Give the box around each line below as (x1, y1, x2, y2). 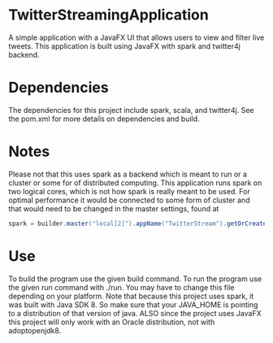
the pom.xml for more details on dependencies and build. (8, 114, 201, 124)
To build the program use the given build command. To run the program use (8, 274, 262, 284)
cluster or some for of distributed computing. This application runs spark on (8, 177, 262, 188)
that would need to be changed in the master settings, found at (8, 203, 219, 213)
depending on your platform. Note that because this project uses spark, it (8, 291, 254, 301)
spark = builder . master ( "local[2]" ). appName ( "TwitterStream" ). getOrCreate (8, 219, 267, 228)
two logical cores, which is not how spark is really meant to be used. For (8, 186, 250, 196)
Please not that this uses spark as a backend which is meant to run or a (8, 169, 248, 179)
